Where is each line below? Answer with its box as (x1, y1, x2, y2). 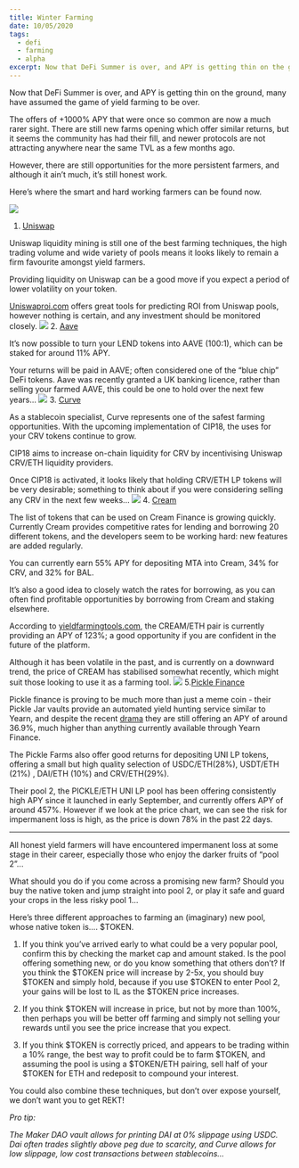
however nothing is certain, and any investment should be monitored (9, 309, 261, 321)
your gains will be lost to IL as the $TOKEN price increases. (21, 986, 240, 997)
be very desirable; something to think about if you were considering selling (9, 483, 284, 495)
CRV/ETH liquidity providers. (9, 457, 114, 468)
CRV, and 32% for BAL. (9, 567, 94, 578)
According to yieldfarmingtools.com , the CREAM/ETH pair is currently (9, 621, 265, 631)
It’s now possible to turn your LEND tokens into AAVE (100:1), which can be (9, 338, 283, 349)
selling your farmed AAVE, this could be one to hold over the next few (9, 383, 264, 394)
